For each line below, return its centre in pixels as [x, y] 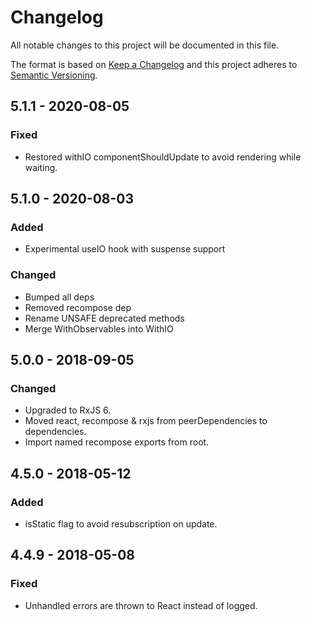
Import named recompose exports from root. [117, 442]
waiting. [41, 167]
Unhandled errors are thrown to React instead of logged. [141, 605]
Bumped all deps [59, 297]
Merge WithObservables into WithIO [99, 328]
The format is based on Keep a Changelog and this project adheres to [154, 64]
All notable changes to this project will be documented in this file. [145, 45]
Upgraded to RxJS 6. [68, 410]
